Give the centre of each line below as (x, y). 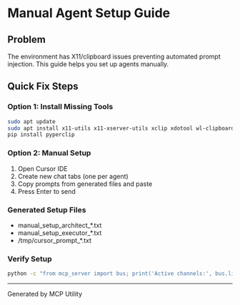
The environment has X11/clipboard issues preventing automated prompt (114, 56)
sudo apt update (31, 122)
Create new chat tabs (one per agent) (73, 176)
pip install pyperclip (41, 135)
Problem (27, 40)
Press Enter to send (47, 191)
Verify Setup (30, 259)
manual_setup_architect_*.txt (60, 225)
